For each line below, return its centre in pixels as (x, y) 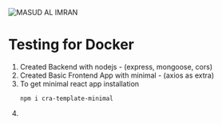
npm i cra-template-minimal (66, 98)
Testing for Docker (71, 45)
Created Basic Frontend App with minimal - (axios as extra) (117, 75)
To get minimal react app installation (79, 83)
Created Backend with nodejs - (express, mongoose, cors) (116, 66)
